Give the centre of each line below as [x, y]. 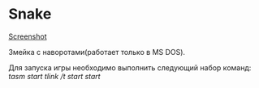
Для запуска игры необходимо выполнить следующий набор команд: [130, 67]
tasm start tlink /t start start [54, 76]
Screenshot [28, 36]
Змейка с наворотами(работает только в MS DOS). [97, 52]
